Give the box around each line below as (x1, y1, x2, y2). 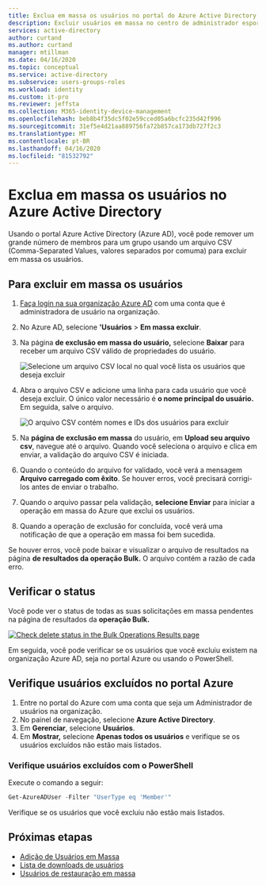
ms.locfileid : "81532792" (8, 152, 93, 160)
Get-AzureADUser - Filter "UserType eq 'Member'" (8, 793, 172, 801)
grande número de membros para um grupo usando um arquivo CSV (8, 237, 232, 247)
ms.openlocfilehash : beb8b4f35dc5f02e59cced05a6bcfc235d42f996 (8, 115, 222, 123)
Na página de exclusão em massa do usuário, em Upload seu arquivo (19, 433, 251, 442)
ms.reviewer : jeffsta (8, 100, 80, 108)
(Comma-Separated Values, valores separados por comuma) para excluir (8, 246, 247, 256)
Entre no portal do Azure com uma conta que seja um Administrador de (19, 698, 253, 707)
